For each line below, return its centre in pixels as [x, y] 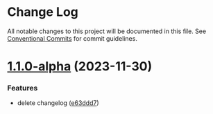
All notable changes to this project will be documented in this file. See [107, 31]
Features [23, 88]
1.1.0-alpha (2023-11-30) [80, 67]
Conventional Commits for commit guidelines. [72, 38]
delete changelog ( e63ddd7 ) [58, 103]
